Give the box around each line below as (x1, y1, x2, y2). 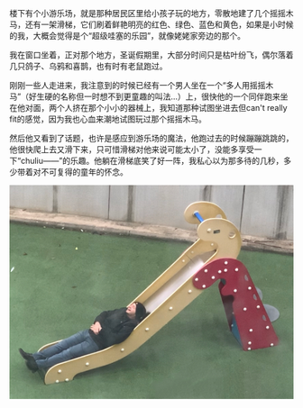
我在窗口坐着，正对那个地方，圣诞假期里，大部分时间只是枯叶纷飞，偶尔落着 (9, 50, 294, 60)
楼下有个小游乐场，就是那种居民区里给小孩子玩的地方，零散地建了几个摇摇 (9, 8, 286, 18)
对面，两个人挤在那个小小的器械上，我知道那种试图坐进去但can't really (24, 103, 288, 113)
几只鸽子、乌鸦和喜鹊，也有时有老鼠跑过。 (9, 61, 168, 71)
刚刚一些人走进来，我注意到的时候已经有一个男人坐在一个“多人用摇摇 (9, 80, 266, 90)
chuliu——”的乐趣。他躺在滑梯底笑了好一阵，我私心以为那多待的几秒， (21, 156, 284, 166)
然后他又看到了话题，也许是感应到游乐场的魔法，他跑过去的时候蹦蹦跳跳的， (9, 133, 294, 143)
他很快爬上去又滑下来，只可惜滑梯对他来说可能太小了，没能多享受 (9, 144, 254, 155)
